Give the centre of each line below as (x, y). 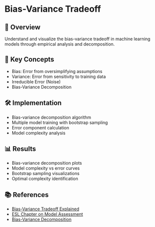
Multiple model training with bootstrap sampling (60, 122)
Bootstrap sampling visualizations (45, 174)
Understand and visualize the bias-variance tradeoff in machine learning (77, 39)
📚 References (27, 195)
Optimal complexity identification (45, 179)
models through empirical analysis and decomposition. (60, 44)
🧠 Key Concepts (29, 60)
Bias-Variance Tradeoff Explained (45, 209)
